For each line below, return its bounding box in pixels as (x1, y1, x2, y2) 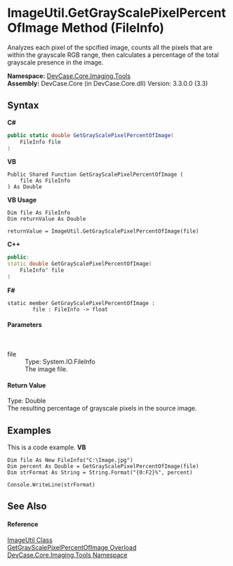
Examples (7, 424, 51, 437)
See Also (7, 501, 47, 513)
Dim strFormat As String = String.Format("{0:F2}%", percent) (7, 469, 193, 476)
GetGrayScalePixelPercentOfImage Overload (7, 543, 137, 551)
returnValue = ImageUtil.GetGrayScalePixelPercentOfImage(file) (7, 228, 199, 235)
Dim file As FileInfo (7, 210, 71, 217)
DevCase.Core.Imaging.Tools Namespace (7, 551, 128, 559)
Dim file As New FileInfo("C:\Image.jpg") (7, 457, 133, 464)
